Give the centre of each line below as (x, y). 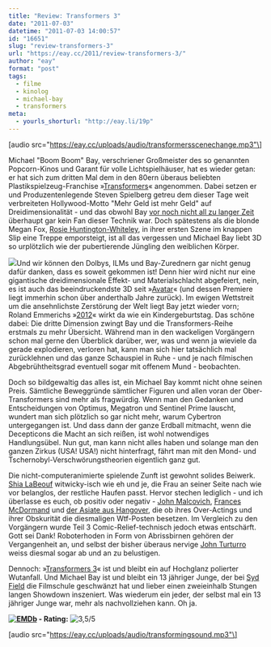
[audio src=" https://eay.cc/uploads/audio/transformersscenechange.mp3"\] (135, 144)
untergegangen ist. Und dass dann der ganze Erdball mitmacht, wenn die (130, 425)
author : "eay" (32, 62)
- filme (29, 84)
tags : (17, 76)
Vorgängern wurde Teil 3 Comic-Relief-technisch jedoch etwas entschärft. (132, 527)
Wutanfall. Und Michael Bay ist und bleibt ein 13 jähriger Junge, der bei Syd (134, 577)
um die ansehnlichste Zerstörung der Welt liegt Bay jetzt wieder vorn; (124, 306)
